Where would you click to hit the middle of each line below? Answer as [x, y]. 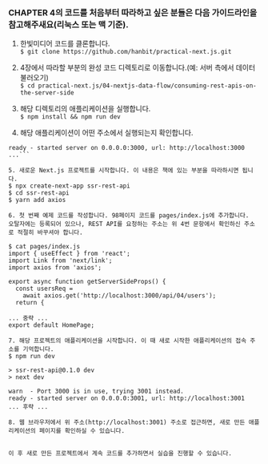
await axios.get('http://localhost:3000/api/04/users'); [120, 296]
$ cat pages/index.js [44, 247]
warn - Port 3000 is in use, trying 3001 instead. [96, 391]
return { [30, 303]
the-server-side [47, 93]
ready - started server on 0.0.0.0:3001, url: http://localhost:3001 [127, 398]
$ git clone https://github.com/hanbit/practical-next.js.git [126, 52]
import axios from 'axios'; [55, 268]
